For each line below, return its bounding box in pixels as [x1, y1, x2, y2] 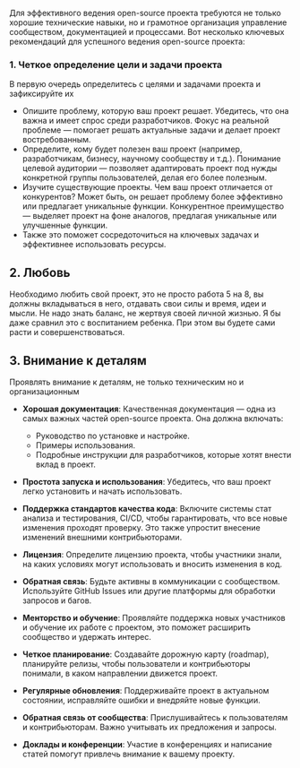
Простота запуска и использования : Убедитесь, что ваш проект [21, 476, 271, 487]
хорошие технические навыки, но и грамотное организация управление [9, 17, 287, 28]
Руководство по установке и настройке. [35, 430, 190, 441]
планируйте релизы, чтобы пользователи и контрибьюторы [21, 658, 251, 669]
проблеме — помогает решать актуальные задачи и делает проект [21, 125, 280, 135]
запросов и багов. [21, 595, 92, 606]
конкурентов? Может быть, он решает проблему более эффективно [21, 192, 284, 203]
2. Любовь [9, 264, 71, 280]
